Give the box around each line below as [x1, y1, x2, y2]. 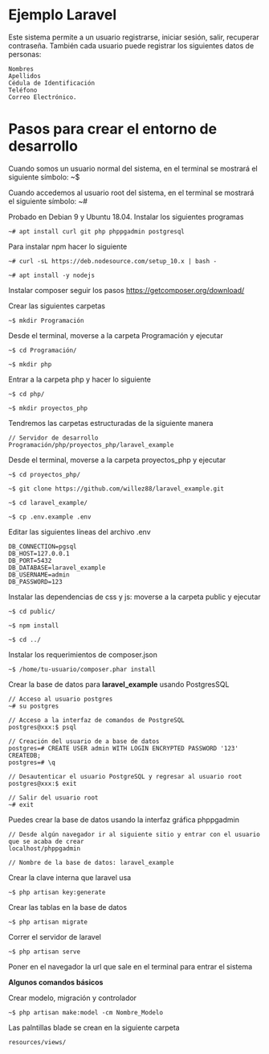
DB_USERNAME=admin [8, 570, 70, 579]
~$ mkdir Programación [8, 316, 84, 324]
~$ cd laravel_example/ [8, 498, 88, 506]
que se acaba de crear [8, 837, 84, 845]
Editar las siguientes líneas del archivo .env [8, 527, 151, 536]
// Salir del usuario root [8, 793, 99, 802]
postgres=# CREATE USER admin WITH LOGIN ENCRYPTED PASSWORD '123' [8, 744, 239, 752]
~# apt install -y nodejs [8, 271, 95, 279]
